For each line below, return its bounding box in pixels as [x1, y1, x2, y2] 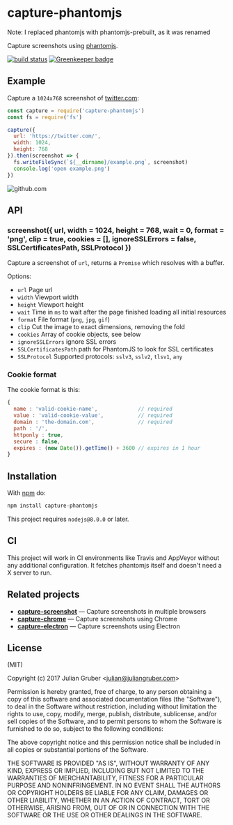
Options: [7, 272, 32, 280]
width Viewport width [17, 293, 79, 301]
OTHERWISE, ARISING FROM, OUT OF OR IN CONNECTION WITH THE [7, 803, 210, 812]
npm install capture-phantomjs [7, 502, 98, 510]
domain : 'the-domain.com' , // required [13, 418, 172, 426]
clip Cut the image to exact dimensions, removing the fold [17, 323, 186, 331]
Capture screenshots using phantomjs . [7, 41, 118, 50]
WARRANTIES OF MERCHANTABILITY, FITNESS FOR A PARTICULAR [7, 774, 204, 782]
